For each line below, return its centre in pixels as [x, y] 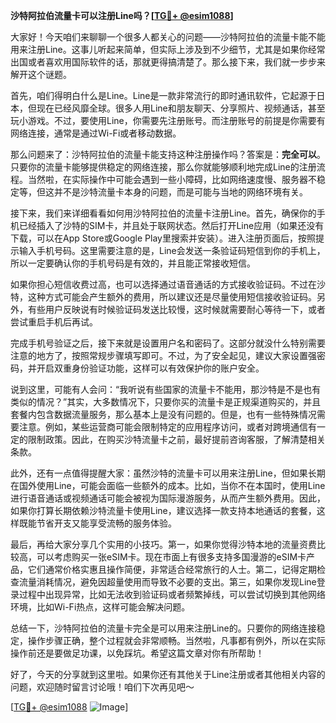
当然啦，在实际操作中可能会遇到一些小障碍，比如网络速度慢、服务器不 [172, 179]
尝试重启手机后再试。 [54, 322]
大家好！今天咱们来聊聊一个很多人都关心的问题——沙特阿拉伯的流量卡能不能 [168, 37]
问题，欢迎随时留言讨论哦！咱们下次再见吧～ [102, 687]
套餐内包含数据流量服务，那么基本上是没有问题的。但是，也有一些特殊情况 [163, 414]
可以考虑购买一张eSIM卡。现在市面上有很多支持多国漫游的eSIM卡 [171, 557]
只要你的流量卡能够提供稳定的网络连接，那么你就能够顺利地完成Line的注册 [163, 167]
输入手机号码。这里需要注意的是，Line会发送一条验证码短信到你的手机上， [172, 250]
